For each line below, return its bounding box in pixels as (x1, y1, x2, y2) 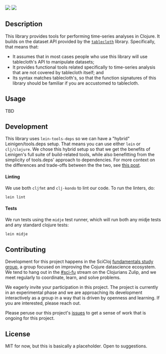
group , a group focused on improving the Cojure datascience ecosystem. (5, 264, 156, 270)
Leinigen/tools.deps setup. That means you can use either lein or (5, 141, 141, 147)
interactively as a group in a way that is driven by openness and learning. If (5, 295, 160, 301)
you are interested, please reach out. (5, 300, 81, 306)
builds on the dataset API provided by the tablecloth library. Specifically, (5, 38, 156, 45)
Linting (5, 174, 20, 180)
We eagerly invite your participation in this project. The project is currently (5, 284, 158, 290)
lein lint (5, 194, 26, 200)
